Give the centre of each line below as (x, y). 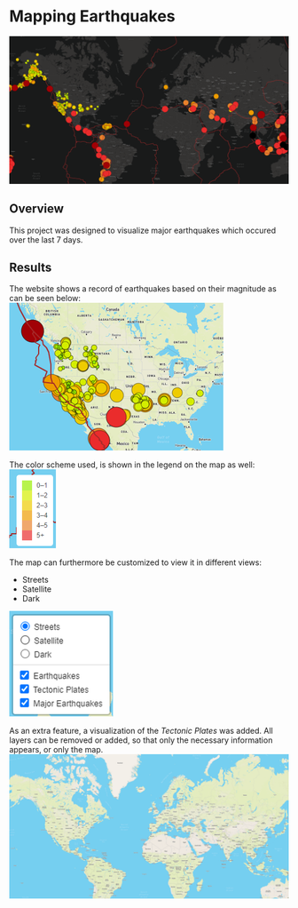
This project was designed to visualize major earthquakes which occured (143, 230)
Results (31, 267)
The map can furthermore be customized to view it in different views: (135, 562)
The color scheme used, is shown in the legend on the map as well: (132, 465)
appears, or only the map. (56, 750)
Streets (35, 580)
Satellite (37, 589)
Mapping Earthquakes (92, 16)
